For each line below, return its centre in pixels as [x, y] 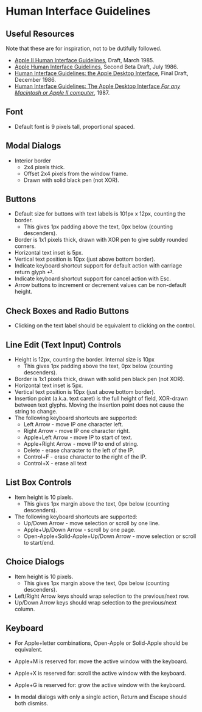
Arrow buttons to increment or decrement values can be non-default [100, 285]
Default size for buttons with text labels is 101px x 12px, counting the [100, 214]
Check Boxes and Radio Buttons [67, 311]
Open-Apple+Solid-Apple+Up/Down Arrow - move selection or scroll [110, 536]
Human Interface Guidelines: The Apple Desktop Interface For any [97, 86]
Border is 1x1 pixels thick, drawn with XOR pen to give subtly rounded [101, 240]
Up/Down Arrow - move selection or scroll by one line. [92, 523]
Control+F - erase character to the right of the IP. [85, 457]
